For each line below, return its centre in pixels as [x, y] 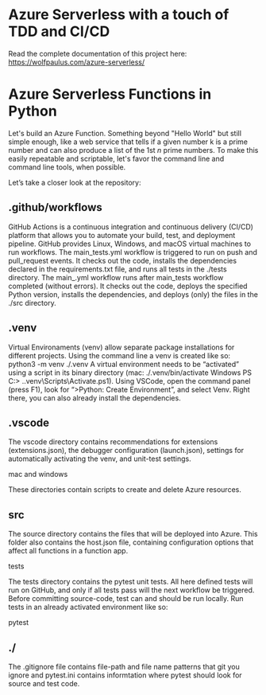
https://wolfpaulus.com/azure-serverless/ [77, 62]
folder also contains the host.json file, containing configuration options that [131, 542]
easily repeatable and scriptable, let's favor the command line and [116, 158]
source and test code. [44, 683]
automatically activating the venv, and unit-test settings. [100, 459]
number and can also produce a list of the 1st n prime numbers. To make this [133, 150]
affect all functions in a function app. [68, 551]
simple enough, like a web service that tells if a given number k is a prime [128, 142]
